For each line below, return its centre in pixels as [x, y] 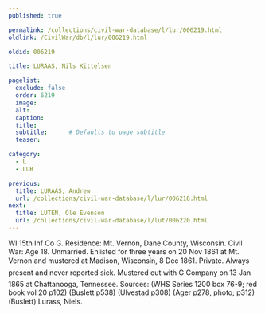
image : [26, 103]
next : [17, 206]
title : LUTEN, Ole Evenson [60, 213]
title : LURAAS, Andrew [53, 191]
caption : [30, 118]
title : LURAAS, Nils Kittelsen [60, 66]
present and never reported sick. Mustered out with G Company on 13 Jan [130, 273]
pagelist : [25, 80]
